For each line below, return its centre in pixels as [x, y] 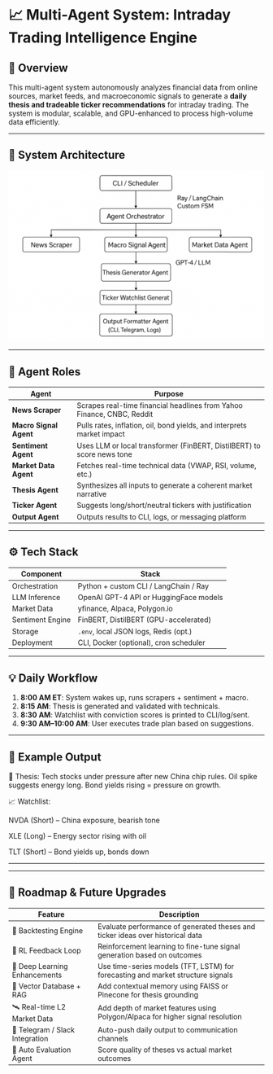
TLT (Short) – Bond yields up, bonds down [79, 852]
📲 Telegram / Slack [43, 1029]
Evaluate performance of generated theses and [176, 926]
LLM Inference [36, 597]
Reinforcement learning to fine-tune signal [169, 946]
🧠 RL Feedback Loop [46, 951]
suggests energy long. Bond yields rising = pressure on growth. [115, 785]
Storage [25, 631]
